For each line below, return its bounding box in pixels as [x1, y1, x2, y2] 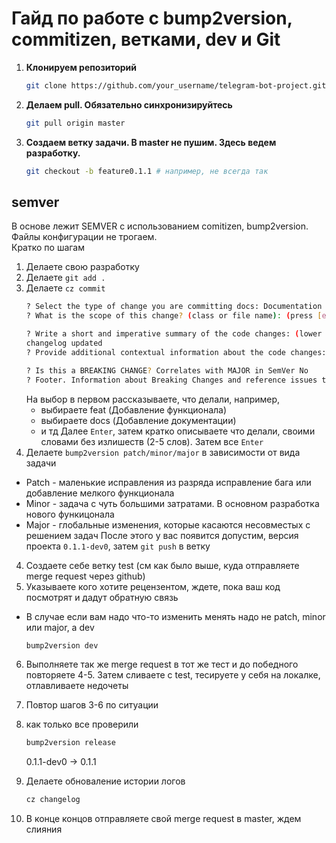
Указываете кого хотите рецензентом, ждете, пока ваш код [25, 580, 281, 592]
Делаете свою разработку [25, 261, 140, 273]
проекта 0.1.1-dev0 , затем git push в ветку [25, 540, 211, 552]
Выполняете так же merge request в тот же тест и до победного [25, 658, 299, 671]
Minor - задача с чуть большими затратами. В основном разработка [25, 497, 320, 509]
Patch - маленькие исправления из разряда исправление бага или [25, 476, 312, 488]
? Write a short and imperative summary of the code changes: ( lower [25, 329, 323, 339]
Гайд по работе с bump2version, [11, 7, 293, 30]
